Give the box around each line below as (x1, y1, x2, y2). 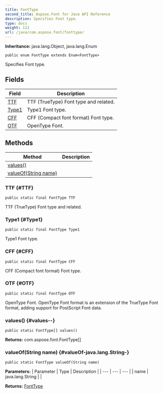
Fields (5, 75, 24, 84)
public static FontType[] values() (5, 328, 78, 333)
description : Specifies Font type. (5, 16, 78, 21)
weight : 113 (5, 25, 29, 30)
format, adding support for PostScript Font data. (5, 304, 102, 311)
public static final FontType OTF (5, 291, 76, 296)
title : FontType (5, 7, 38, 12)
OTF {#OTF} (5, 280, 35, 287)
